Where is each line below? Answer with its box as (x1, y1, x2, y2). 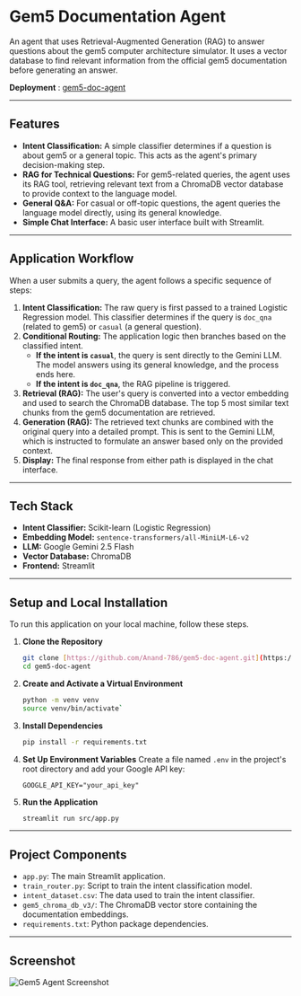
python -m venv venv (21, 695, 99, 704)
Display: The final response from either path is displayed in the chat (21, 454, 274, 465)
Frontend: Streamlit (21, 560, 96, 571)
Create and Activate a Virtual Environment (21, 678, 184, 689)
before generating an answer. (9, 65, 118, 75)
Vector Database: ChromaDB (21, 551, 132, 562)
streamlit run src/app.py (21, 814, 119, 823)
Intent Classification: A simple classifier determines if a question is (21, 140, 271, 151)
